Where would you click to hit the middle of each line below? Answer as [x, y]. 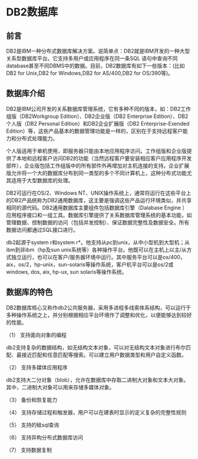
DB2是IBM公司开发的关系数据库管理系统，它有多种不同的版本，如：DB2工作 [99, 109]
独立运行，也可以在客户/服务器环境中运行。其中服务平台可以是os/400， [98, 257]
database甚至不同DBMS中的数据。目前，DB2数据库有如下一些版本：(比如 [95, 66]
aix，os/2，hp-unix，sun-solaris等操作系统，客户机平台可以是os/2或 [90, 264]
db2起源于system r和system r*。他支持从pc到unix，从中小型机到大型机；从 [98, 242]
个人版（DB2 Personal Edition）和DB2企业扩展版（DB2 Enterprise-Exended [98, 123]
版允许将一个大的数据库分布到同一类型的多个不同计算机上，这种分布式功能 [96, 173]
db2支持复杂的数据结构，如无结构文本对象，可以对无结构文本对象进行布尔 [96, 347]
